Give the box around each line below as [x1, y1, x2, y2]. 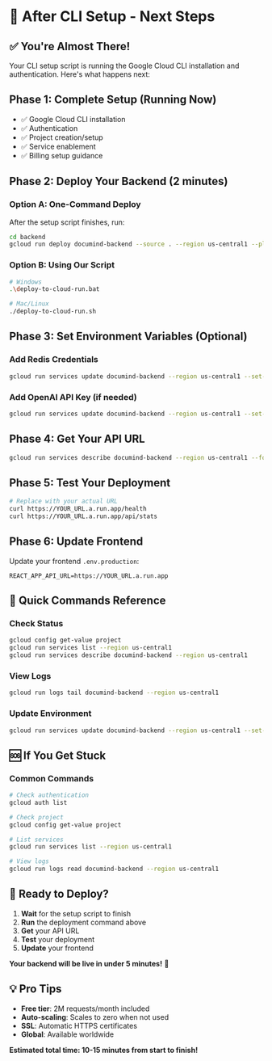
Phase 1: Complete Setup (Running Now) [9, 93, 217, 107]
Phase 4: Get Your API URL [9, 432, 145, 446]
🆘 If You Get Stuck [9, 748, 107, 762]
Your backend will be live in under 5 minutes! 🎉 [9, 958, 169, 968]
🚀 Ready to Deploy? [9, 887, 110, 901]
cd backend [9, 233, 46, 241]
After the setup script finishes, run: [9, 217, 125, 227]
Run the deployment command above [20, 917, 147, 927]
